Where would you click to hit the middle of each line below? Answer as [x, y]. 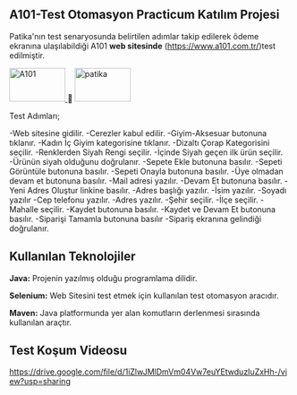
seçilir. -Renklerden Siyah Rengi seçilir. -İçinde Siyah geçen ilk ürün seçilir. [146, 152]
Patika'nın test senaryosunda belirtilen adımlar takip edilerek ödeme [134, 36]
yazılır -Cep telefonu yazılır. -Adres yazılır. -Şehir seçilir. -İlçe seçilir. [134, 200]
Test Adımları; [35, 116]
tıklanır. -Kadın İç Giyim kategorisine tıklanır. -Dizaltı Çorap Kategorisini [140, 142]
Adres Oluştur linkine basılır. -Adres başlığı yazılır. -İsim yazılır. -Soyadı [157, 190]
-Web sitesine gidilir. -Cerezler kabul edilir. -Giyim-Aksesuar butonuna [138, 133]
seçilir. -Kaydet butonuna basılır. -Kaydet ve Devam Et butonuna [157, 209]
